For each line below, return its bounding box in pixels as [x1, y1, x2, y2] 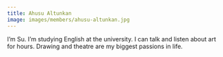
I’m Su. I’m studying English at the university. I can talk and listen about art [7, 35, 217, 43]
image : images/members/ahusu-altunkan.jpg [7, 16, 130, 23]
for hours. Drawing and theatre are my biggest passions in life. [7, 42, 183, 50]
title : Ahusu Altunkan [7, 9, 72, 17]
